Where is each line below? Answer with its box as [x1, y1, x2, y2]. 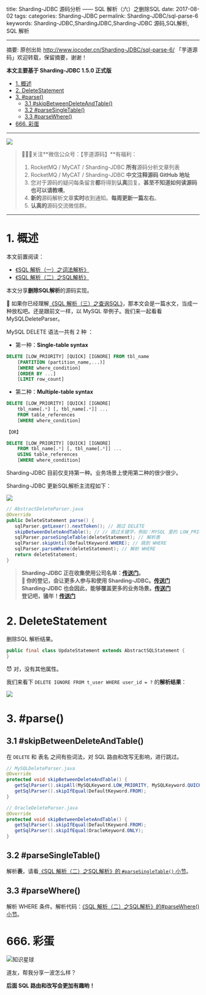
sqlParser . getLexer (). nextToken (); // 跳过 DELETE [14, 523, 145, 529]
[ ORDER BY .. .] [17, 370, 56, 377]
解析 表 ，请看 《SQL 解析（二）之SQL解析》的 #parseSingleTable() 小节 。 [6, 867, 192, 875]
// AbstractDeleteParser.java [6, 506, 84, 512]
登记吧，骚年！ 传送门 [21, 592, 75, 599]
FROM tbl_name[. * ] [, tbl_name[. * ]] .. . [17, 446, 122, 452]
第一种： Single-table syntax [15, 341, 89, 348]
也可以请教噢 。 [30, 187, 69, 193]
